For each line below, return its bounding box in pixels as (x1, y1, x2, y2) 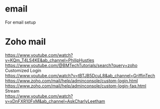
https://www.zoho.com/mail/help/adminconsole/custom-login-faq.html (5, 83, 146, 89)
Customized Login (5, 68, 42, 73)
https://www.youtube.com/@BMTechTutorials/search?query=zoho (5, 62, 138, 68)
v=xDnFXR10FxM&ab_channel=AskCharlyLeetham (5, 98, 105, 104)
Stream (5, 88, 20, 94)
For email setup (5, 19, 36, 25)
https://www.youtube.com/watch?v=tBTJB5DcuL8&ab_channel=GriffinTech (5, 72, 155, 78)
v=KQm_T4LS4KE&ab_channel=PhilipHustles (5, 57, 95, 63)
